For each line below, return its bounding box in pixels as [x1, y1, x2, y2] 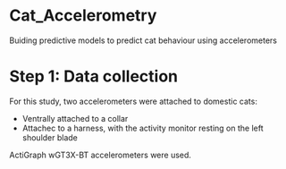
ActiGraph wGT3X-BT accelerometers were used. [9, 149, 192, 160]
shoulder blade [21, 131, 79, 143]
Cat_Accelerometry [9, 5, 157, 26]
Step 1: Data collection [9, 66, 179, 87]
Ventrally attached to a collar [21, 113, 129, 123]
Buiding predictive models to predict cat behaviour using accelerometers [9, 35, 277, 46]
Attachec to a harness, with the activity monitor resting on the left [21, 123, 264, 133]
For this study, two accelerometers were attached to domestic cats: [9, 96, 257, 106]
